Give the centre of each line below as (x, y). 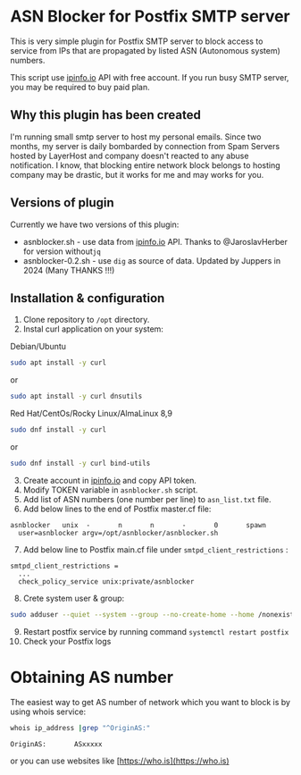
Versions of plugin (62, 203)
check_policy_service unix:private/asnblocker (106, 581)
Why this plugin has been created (106, 115)
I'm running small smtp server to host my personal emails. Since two (136, 137)
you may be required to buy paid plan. (80, 87)
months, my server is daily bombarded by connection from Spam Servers (145, 146)
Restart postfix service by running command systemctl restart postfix (156, 631)
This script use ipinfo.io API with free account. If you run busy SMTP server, (150, 77)
